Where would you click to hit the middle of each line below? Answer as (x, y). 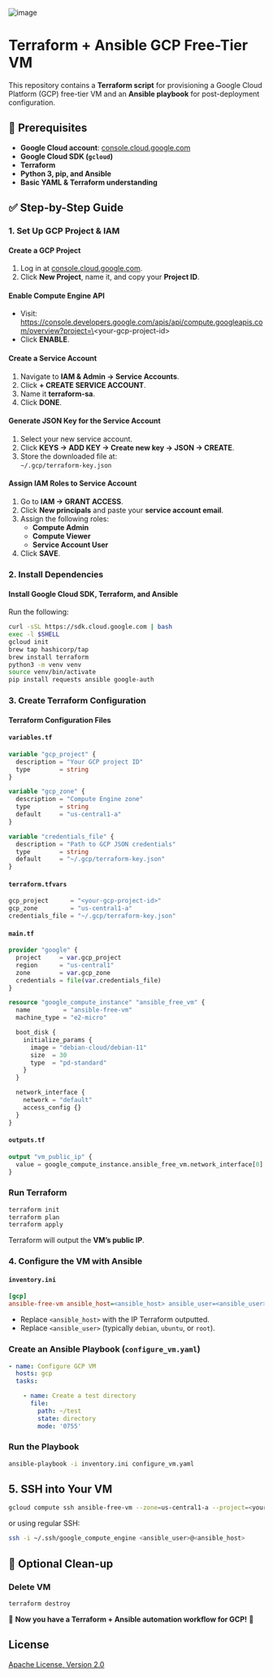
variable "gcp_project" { (52, 754)
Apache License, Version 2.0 (56, 1664)
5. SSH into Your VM (60, 1490)
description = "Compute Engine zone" (80, 799)
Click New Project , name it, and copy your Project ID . (110, 277)
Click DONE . (41, 402)
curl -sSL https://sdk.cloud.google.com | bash (91, 627)
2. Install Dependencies (56, 575)
